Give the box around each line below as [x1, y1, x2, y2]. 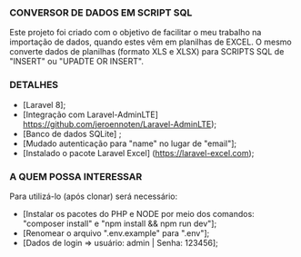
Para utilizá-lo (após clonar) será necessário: [9, 191, 178, 202]
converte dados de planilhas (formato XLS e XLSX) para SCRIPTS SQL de [9, 46, 285, 57]
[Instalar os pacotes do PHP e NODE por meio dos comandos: [22, 208, 255, 219]
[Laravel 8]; [22, 99, 66, 110]
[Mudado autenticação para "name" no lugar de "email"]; [22, 138, 237, 149]
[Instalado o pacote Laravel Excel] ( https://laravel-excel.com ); [22, 147, 255, 158]
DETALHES [9, 79, 59, 92]
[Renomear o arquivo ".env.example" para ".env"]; [22, 227, 210, 238]
